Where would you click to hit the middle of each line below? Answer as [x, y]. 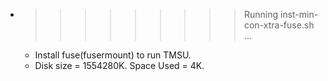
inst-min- [299, 14]
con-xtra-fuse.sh [279, 25]
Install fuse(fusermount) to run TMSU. [113, 55]
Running [261, 14]
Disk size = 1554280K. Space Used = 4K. [119, 65]
